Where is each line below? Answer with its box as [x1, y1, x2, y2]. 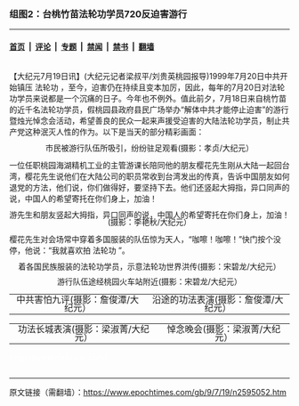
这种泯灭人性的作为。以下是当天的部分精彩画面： [24, 126, 205, 137]
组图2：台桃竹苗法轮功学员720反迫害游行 [9, 7, 188, 20]
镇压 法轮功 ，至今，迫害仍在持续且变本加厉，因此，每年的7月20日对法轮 [16, 82, 286, 93]
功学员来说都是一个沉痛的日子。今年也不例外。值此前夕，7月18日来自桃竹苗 [9, 93, 287, 103]
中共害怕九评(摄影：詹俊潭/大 [16, 294, 140, 306]
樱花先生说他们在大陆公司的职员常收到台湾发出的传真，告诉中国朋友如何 [24, 171, 290, 182]
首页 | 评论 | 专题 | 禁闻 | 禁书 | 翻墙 [9, 41, 155, 52]
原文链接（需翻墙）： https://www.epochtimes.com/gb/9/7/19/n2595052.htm [9, 387, 287, 398]
